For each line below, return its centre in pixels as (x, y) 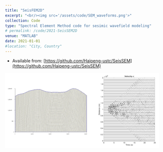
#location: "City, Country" (34, 46)
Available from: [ (29, 60)
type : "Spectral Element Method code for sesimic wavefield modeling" (78, 26)
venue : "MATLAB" (21, 36)
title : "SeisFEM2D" (25, 10)
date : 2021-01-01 (23, 41)
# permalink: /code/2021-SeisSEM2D (41, 31)
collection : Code (23, 20)
